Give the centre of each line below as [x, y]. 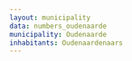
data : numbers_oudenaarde [58, 26]
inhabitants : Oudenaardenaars [66, 43]
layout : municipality [50, 17]
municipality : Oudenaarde [58, 34]
